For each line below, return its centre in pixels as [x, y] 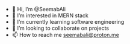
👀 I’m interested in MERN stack [50, 15]
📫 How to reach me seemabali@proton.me [65, 35]
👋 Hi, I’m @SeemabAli [39, 9]
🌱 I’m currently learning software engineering [68, 22]
